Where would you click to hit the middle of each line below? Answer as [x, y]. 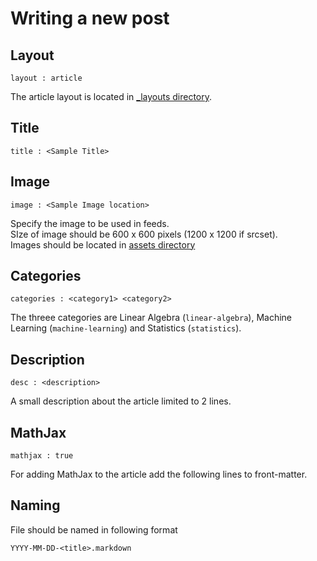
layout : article [46, 78]
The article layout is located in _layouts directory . [111, 96]
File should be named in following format [94, 529]
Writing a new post [90, 18]
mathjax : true [42, 456]
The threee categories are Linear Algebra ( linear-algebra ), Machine [151, 318]
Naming [35, 505]
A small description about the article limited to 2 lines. [121, 401]
